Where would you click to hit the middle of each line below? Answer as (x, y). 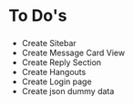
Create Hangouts (54, 72)
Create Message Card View (73, 53)
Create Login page (57, 81)
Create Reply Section (62, 62)
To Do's (38, 16)
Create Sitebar (49, 43)
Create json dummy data (68, 91)
